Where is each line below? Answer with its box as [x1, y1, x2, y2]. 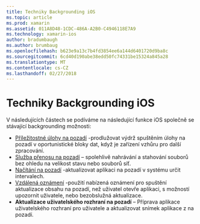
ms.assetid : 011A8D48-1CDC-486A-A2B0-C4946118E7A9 [6, 25, 136, 32]
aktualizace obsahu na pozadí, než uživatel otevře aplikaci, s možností [14, 185, 190, 193]
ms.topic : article [6, 14, 52, 20]
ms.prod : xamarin [6, 20, 50, 26]
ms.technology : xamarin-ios [6, 31, 77, 37]
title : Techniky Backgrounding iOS [6, 8, 96, 15]
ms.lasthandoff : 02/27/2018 [6, 70, 77, 76]
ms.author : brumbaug [6, 43, 58, 49]
